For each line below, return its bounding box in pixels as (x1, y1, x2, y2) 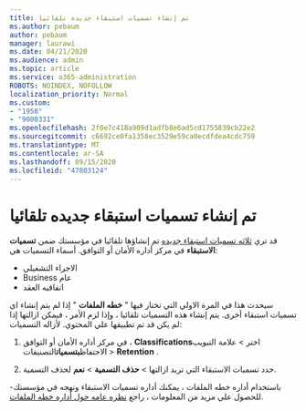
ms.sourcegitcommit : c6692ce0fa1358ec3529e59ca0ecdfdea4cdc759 (9, 132, 256, 141)
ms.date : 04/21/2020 (9, 47, 89, 57)
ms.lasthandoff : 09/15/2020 (9, 157, 117, 167)
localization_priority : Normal (9, 89, 129, 98)
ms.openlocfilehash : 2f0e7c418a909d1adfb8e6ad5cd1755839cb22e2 (9, 124, 256, 133)
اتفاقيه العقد (22, 282, 64, 293)
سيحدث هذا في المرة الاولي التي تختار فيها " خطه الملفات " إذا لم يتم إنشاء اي (9, 300, 274, 311)
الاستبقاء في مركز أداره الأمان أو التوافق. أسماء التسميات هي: (9, 245, 218, 256)
